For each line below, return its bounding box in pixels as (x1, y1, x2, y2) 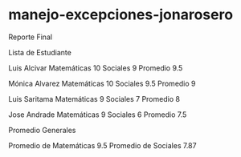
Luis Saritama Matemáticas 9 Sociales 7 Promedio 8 (8, 94, 181, 103)
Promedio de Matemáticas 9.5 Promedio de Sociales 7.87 (8, 140, 197, 150)
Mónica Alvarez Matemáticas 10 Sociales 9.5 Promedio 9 (8, 78, 196, 88)
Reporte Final (8, 32, 53, 42)
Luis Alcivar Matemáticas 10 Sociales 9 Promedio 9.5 (8, 62, 183, 73)
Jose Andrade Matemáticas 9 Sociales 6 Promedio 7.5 (8, 110, 187, 119)
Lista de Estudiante (8, 47, 72, 57)
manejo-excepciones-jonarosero (8, 6, 234, 24)
